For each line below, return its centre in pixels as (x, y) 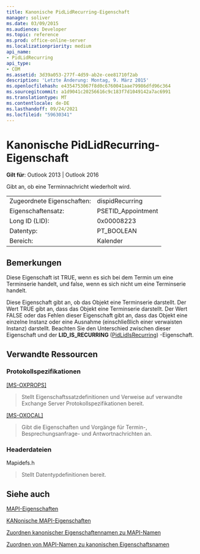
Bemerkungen (34, 263)
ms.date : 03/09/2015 (33, 23)
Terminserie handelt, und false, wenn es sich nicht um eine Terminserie (96, 284)
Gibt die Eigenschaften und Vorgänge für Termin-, (84, 427)
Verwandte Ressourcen (52, 354)
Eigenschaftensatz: (37, 211)
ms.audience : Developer (37, 29)
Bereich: (21, 241)
